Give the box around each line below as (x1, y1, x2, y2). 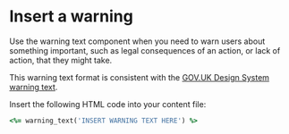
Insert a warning (9, 6, 134, 27)
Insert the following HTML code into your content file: (9, 98, 207, 109)
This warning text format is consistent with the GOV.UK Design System (9, 71, 270, 82)
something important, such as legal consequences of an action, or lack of (9, 45, 281, 55)
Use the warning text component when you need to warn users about (9, 36, 266, 46)
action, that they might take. (9, 54, 113, 65)
